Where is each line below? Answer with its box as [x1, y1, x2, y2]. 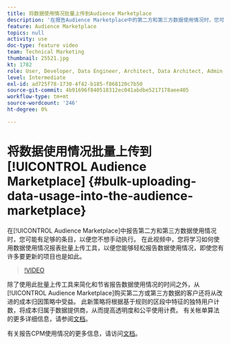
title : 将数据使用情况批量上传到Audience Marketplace [7, 10, 152, 17]
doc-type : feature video [7, 42, 78, 49]
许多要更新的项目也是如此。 [7, 252, 86, 260]
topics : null [7, 29, 45, 36]
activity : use [7, 36, 48, 43]
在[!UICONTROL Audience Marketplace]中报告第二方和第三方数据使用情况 [7, 226, 217, 235]
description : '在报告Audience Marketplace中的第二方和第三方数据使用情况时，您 [7, 17, 220, 23]
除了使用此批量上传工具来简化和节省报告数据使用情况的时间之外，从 [7, 280, 200, 288]
